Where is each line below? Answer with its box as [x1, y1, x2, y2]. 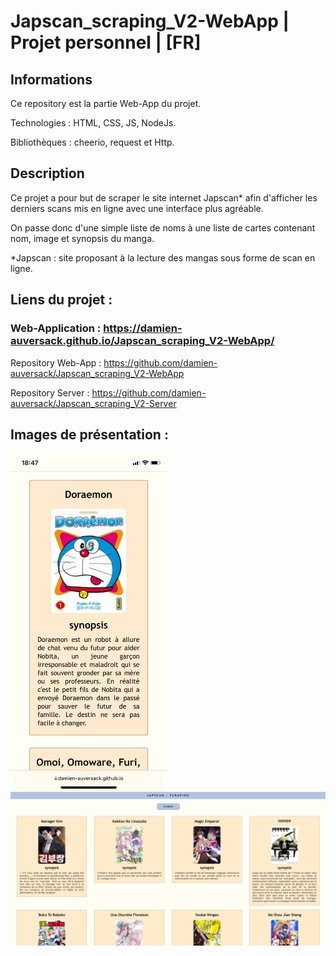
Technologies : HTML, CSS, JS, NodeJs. [10, 117, 177, 129]
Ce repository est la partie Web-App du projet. [10, 98, 202, 109]
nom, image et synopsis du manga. [10, 232, 155, 244]
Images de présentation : [10, 426, 169, 443]
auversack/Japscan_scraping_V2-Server [10, 397, 177, 409]
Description [10, 165, 85, 182]
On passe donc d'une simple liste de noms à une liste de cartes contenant [10, 221, 316, 234]
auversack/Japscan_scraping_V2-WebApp [10, 367, 185, 379]
